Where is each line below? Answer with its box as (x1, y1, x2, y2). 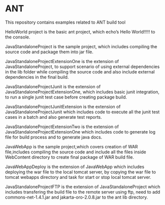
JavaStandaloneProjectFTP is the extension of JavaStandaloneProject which (5, 183, 161, 190)
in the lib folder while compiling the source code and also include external (5, 68, 155, 74)
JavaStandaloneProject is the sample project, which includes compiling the (5, 43, 158, 49)
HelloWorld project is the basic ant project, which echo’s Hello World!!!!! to (5, 29, 155, 34)
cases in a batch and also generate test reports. (5, 114, 102, 120)
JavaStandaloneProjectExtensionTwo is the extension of (5, 124, 119, 130)
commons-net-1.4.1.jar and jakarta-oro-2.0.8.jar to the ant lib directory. (5, 194, 148, 200)
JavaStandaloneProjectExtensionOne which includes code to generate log (5, 129, 156, 135)
